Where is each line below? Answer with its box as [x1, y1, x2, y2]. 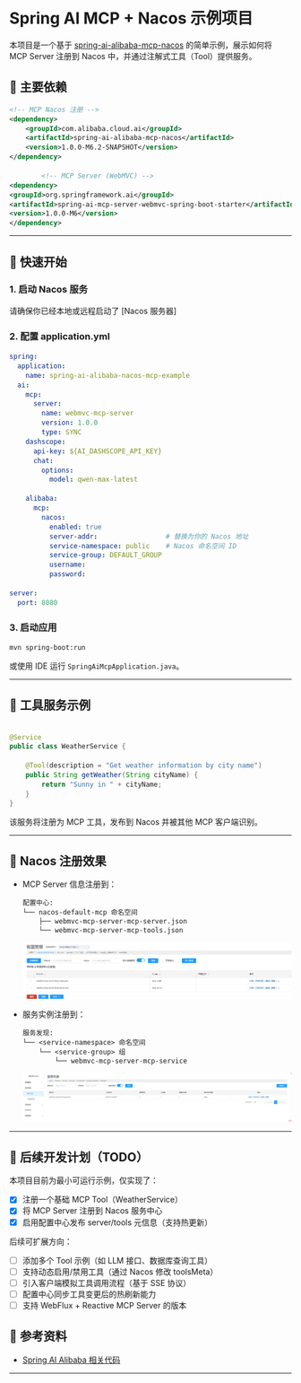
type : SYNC [41, 428, 82, 437]
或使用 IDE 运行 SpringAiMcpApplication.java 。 [9, 661, 185, 671]
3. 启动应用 [9, 621, 57, 634]
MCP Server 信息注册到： [21, 879, 117, 889]
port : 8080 [17, 598, 58, 607]
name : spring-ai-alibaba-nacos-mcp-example [25, 371, 191, 380]
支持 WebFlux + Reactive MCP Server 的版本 [21, 1300, 187, 1310]
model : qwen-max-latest [48, 475, 139, 485]
